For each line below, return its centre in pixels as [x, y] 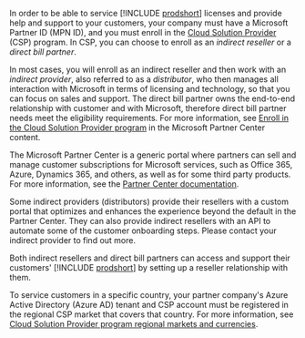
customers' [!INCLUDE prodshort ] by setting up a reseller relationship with [149, 267]
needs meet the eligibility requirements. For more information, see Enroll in [149, 118]
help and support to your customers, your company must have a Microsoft [149, 23]
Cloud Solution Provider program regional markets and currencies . [134, 324]
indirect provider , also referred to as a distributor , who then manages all [144, 79]
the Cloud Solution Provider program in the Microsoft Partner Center [137, 128]
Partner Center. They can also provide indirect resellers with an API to [140, 221]
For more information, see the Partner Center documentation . [124, 184]
